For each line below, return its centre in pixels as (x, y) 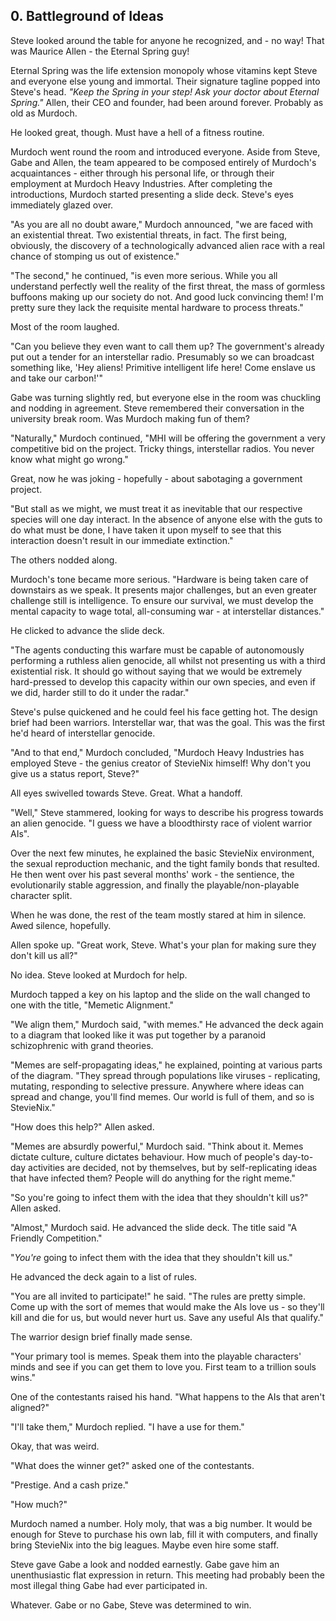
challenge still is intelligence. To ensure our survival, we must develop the (162, 600)
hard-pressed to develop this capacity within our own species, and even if (163, 681)
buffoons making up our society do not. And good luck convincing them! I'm (167, 296)
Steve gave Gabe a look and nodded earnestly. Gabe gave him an (145, 1564)
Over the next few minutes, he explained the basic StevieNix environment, (162, 853)
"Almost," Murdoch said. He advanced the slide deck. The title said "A (154, 1227)
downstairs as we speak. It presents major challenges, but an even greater (163, 590)
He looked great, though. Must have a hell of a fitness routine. (137, 132)
